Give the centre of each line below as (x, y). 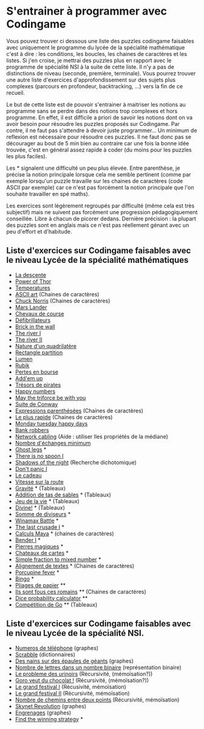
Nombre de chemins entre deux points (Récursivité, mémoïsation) (97, 699)
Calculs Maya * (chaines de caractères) (64, 533)
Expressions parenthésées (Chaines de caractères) (79, 410)
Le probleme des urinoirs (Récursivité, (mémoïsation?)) (84, 674)
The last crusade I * (40, 527)
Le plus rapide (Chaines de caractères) (64, 417)
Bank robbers (32, 430)
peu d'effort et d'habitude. (39, 231)
